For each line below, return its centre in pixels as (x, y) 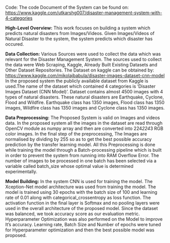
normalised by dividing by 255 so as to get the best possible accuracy (79, 139)
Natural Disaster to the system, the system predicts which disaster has (79, 39)
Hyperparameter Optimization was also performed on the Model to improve (84, 219)
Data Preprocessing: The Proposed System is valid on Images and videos (83, 118)
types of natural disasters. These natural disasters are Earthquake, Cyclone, (84, 97)
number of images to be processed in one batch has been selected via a (81, 161)
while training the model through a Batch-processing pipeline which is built (83, 150)
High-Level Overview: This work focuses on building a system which (78, 28)
